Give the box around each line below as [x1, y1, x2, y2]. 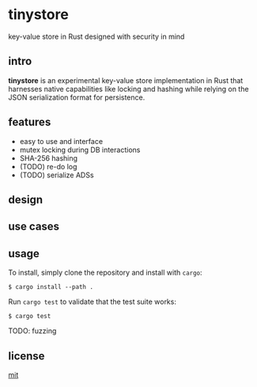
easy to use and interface [19, 136, 104, 146]
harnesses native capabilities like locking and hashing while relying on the [8, 84, 249, 93]
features [8, 116, 51, 129]
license [8, 349, 45, 362]
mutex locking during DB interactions [19, 145, 141, 154]
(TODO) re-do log [19, 161, 77, 171]
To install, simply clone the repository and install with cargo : [8, 267, 203, 278]
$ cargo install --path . [8, 283, 93, 291]
